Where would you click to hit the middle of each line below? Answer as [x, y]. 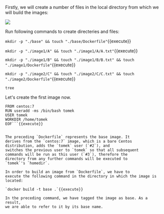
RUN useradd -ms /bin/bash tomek [40, 111]
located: [14, 181]
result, [13, 203]
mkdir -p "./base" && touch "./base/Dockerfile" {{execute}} [68, 41]
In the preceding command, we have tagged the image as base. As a [77, 198]
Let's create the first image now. [38, 97]
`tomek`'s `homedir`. [28, 163]
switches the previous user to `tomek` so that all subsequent [72, 150]
